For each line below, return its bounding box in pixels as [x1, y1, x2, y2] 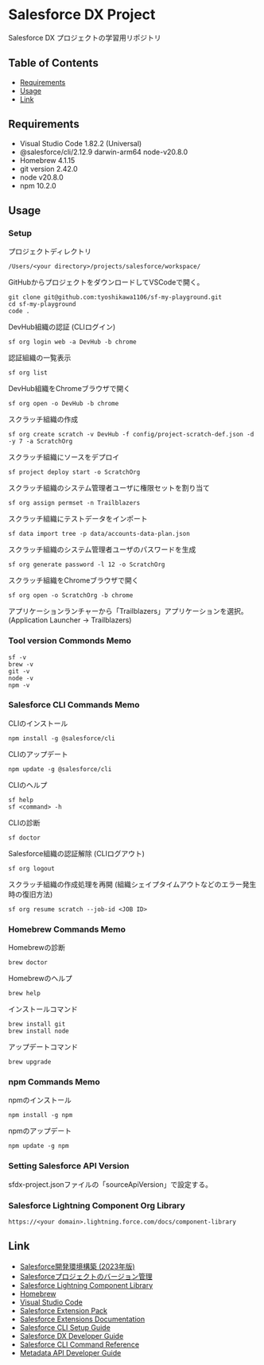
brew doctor [8, 959, 48, 967]
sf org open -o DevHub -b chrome [8, 400, 119, 408]
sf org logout [8, 864, 56, 872]
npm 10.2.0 [19, 180, 57, 190]
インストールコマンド [8, 1004, 78, 1014]
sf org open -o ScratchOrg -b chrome [8, 591, 134, 599]
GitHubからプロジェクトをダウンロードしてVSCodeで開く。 [8, 277, 204, 287]
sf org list [8, 369, 48, 377]
